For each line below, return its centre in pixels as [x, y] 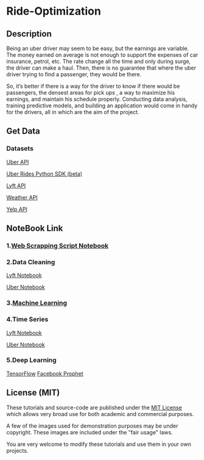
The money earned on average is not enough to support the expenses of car [102, 55]
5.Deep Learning [31, 360]
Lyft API [16, 185]
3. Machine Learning [37, 303]
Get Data [23, 131]
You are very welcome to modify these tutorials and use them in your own [99, 444]
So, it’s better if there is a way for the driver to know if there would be [93, 86]
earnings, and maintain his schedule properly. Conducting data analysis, [97, 99]
